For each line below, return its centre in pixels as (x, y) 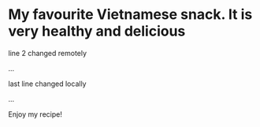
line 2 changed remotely (48, 53)
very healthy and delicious (97, 31)
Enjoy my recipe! (35, 114)
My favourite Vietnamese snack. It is (130, 15)
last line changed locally (47, 84)
